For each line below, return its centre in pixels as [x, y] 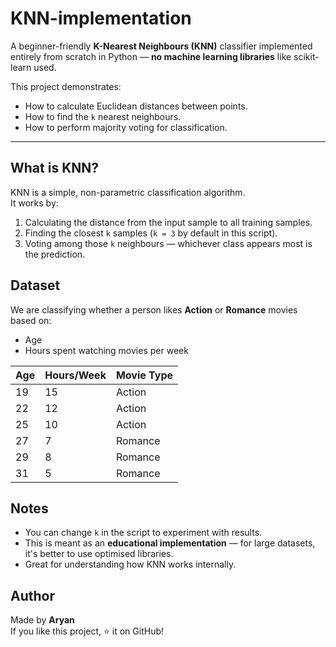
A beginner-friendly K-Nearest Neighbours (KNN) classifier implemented [161, 46]
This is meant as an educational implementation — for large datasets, [170, 543]
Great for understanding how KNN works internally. [130, 564]
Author [32, 595]
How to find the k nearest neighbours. [103, 116]
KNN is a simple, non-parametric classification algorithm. [128, 192]
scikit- [306, 56]
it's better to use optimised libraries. [99, 554]
